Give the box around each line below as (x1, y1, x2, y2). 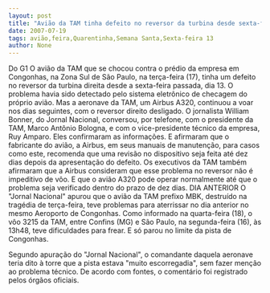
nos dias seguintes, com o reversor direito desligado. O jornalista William (8, 106, 249, 116)
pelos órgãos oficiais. (8, 275, 80, 285)
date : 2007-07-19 (8, 26, 67, 35)
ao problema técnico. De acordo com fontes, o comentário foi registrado (8, 267, 248, 277)
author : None (8, 42, 52, 50)
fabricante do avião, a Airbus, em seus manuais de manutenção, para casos (8, 140, 260, 150)
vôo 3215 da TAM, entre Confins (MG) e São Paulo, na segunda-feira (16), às (8, 218, 262, 227)
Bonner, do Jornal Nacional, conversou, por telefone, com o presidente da (8, 115, 254, 124)
